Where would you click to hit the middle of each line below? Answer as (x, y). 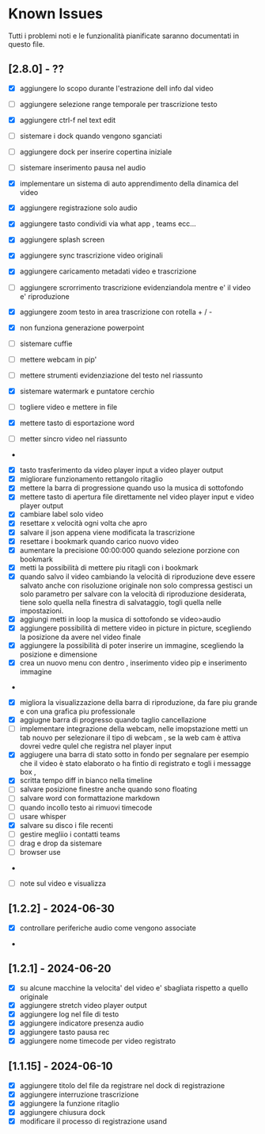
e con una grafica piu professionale (78, 711)
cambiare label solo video (62, 514)
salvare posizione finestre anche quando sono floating (108, 789)
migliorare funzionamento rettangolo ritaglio (91, 479)
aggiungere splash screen (62, 239)
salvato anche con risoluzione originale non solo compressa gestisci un (136, 585)
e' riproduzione (44, 296)
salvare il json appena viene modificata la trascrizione (107, 532)
